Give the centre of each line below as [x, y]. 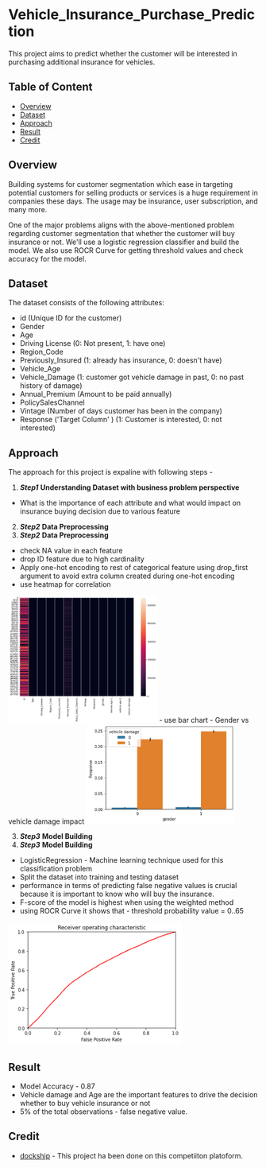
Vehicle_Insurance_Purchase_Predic [132, 15]
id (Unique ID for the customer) [71, 318]
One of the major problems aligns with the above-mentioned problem [121, 225]
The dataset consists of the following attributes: [86, 303]
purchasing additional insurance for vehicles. [82, 62]
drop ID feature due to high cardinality [82, 559]
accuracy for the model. [47, 258]
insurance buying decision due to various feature [100, 511]
